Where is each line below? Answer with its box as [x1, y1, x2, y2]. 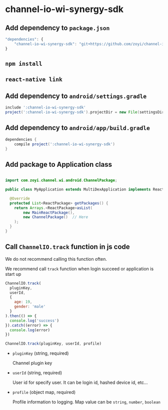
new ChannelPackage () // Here [23, 215, 88, 220]
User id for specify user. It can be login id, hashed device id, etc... [12, 379, 148, 385]
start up [5, 271, 21, 277]
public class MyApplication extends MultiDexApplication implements [5, 187, 151, 192]
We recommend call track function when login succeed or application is [5, 265, 154, 272]
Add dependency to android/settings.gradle [5, 91, 147, 100]
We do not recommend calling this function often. [5, 256, 107, 262]
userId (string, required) [12, 370, 62, 376]
